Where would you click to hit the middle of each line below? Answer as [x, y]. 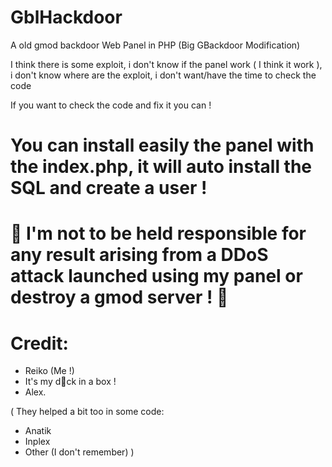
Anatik [38, 431]
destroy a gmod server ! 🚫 [119, 297]
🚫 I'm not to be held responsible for [158, 233]
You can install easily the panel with [162, 145]
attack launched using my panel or [156, 276]
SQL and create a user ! [109, 188]
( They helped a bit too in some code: [87, 412]
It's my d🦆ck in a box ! [70, 382]
